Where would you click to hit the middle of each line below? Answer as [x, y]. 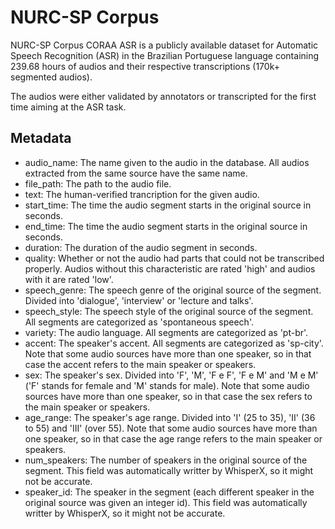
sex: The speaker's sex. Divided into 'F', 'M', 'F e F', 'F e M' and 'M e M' [171, 375]
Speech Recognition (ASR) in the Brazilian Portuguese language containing [165, 55]
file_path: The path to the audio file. [98, 183]
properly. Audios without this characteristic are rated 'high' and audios [170, 268]
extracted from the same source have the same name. [136, 173]
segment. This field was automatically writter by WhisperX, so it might [169, 470]
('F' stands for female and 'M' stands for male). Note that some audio [167, 385]
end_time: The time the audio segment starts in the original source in [166, 226]
